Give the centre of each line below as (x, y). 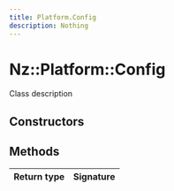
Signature (95, 176)
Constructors (47, 122)
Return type (39, 176)
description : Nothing (49, 26)
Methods (34, 152)
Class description (41, 94)
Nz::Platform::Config (87, 69)
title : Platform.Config (53, 17)
